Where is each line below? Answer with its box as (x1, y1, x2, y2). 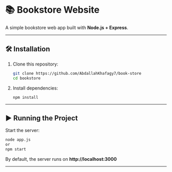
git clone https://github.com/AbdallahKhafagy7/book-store (12, 71, 142, 76)
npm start (5, 146, 27, 152)
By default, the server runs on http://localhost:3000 (5, 156, 117, 162)
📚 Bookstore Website (5, 4, 100, 16)
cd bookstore (12, 75, 41, 81)
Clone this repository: (12, 61, 58, 67)
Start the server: (5, 127, 40, 134)
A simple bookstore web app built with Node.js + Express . (5, 24, 128, 31)
